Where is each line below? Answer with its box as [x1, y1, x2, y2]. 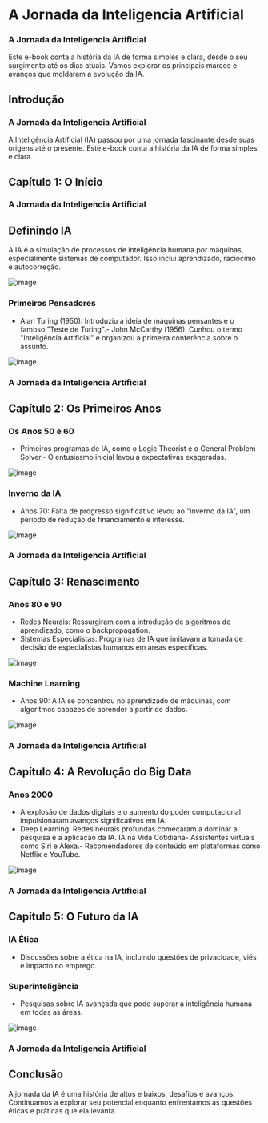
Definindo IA [8, 223, 72, 237]
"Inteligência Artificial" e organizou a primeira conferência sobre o [19, 332, 238, 342]
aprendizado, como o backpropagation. [19, 626, 150, 635]
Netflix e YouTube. [19, 850, 81, 859]
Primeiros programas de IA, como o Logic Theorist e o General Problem [19, 444, 256, 453]
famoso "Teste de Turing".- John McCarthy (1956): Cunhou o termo [19, 324, 242, 334]
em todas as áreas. [19, 1007, 83, 1016]
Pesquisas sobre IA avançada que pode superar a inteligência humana [19, 999, 253, 1008]
